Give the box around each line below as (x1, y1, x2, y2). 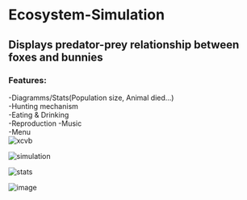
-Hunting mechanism (8, 101, 79, 110)
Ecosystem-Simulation (8, 6, 165, 24)
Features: (8, 74, 47, 85)
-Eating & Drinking (8, 110, 69, 119)
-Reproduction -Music (8, 119, 82, 128)
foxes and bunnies (8, 50, 103, 64)
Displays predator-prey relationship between (8, 38, 240, 52)
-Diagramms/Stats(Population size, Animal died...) (8, 93, 174, 102)
